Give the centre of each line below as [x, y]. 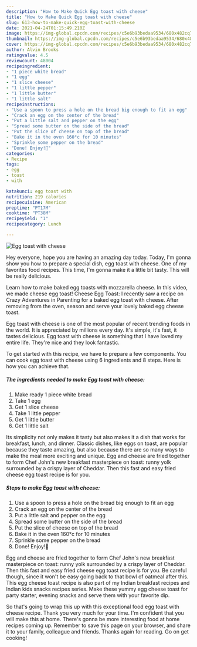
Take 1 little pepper [37, 413]
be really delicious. [29, 276]
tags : [13, 164]
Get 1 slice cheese [36, 407]
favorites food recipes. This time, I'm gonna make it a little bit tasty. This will [98, 269]
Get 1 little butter [34, 419]
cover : [14, 45]
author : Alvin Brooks [33, 50]
